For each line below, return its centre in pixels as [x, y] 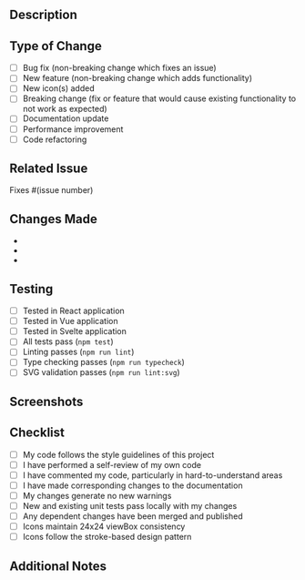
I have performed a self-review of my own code [112, 464]
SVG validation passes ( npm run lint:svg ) [101, 372]
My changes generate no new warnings [97, 495]
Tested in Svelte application [75, 331]
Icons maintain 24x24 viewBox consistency [104, 526]
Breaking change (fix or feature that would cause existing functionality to [159, 98]
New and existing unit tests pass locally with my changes [130, 506]
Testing [31, 289]
